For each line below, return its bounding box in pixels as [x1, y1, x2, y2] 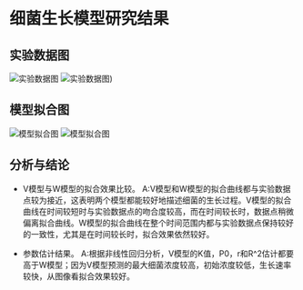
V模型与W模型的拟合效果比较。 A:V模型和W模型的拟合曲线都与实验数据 [22, 183, 291, 194]
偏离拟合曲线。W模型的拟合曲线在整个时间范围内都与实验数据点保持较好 [22, 217, 294, 228]
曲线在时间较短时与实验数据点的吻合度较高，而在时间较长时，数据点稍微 [22, 205, 294, 216]
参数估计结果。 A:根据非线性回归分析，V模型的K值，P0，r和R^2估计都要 [22, 247, 294, 259]
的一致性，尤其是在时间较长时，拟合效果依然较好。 [22, 228, 215, 239]
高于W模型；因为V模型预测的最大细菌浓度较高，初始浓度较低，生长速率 [22, 259, 292, 270]
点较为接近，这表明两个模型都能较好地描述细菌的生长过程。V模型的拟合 [22, 195, 292, 205]
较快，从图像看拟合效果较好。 [22, 270, 135, 282]
